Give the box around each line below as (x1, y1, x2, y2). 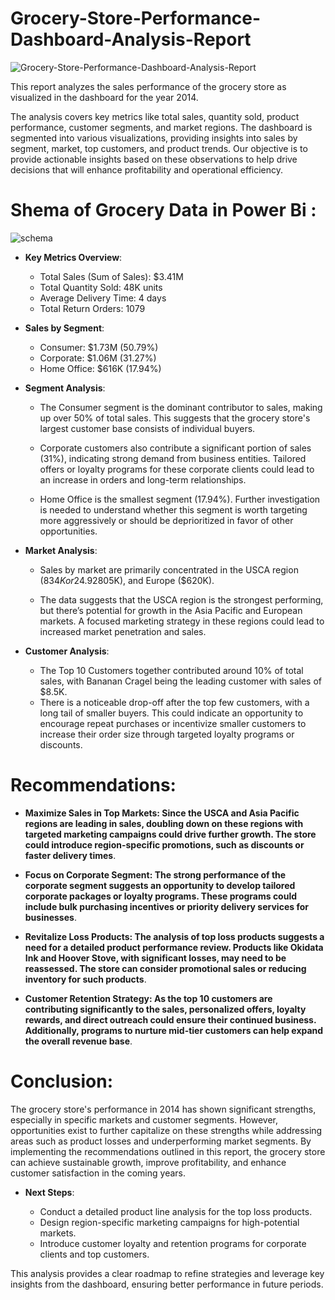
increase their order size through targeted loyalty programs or (39, 728, 295, 740)
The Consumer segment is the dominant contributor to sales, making (39, 401, 323, 413)
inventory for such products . (24, 973, 147, 985)
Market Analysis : (24, 544, 98, 556)
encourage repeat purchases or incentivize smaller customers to (39, 717, 307, 729)
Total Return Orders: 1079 (39, 302, 146, 314)
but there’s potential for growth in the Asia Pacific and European (39, 604, 303, 616)
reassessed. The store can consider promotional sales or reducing (24, 962, 307, 974)
